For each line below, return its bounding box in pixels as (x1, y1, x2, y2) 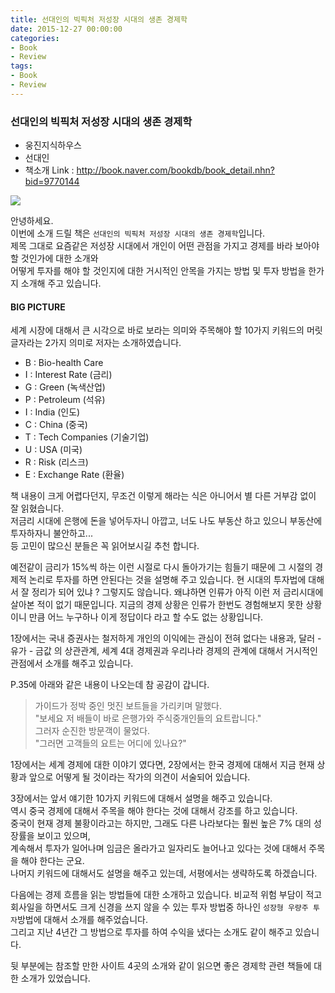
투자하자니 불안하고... (10, 527, 93, 540)
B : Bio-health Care (24, 357, 104, 369)
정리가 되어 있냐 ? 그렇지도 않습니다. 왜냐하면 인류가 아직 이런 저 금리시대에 (31, 586, 324, 598)
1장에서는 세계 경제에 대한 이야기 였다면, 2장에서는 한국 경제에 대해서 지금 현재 (10, 759, 315, 771)
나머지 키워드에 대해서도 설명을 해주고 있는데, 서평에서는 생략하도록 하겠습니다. (10, 867, 318, 880)
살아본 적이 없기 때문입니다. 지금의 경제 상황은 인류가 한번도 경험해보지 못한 (10, 599, 304, 611)
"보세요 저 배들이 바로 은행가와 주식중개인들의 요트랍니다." (34, 712, 262, 725)
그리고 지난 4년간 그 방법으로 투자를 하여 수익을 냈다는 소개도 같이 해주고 (10, 926, 293, 938)
